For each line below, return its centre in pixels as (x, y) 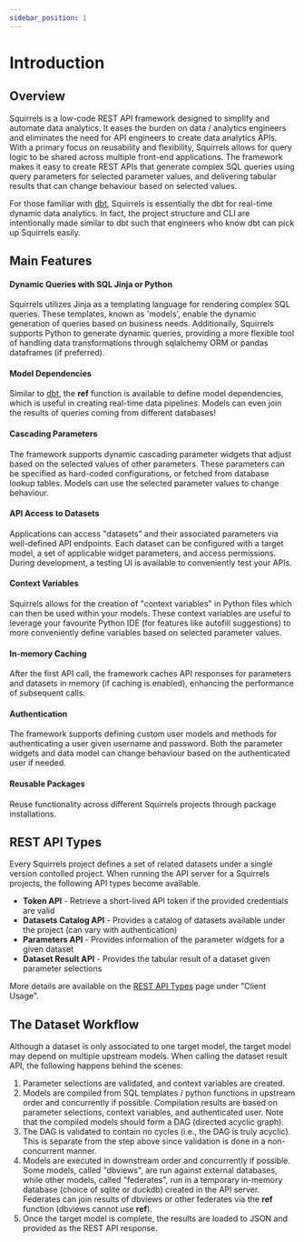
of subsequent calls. (48, 693)
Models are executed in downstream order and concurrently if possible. (156, 1161)
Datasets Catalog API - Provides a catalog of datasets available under (154, 920)
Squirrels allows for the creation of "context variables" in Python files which (151, 604)
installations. (33, 814)
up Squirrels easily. (45, 232)
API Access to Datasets (54, 514)
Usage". (24, 996)
